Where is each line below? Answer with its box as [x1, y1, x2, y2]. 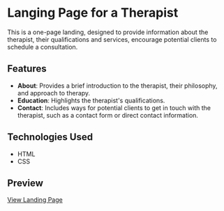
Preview [7, 177, 44, 189]
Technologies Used [7, 131, 93, 143]
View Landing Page [7, 196, 63, 204]
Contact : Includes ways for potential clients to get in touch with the [17, 103, 211, 112]
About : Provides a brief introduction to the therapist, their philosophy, [17, 81, 218, 90]
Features [7, 63, 47, 75]
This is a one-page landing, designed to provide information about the [7, 28, 209, 36]
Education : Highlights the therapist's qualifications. [17, 96, 165, 104]
